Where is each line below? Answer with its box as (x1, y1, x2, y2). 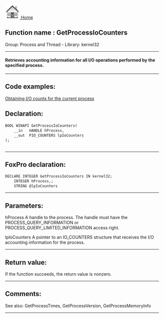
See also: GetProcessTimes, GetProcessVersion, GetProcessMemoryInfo (5, 302, 151, 309)
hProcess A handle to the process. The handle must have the (5, 215, 128, 220)
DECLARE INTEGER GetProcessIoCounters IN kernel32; (5, 174, 112, 179)
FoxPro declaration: (5, 160, 66, 169)
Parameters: (5, 201, 43, 210)
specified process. (5, 62, 44, 68)
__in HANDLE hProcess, (14, 128, 64, 133)
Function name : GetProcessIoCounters (5, 29, 128, 37)
